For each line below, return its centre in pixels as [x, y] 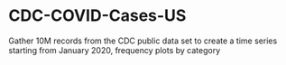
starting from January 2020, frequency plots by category [115, 50]
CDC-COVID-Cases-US [97, 16]
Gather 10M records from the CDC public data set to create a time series [143, 41]
